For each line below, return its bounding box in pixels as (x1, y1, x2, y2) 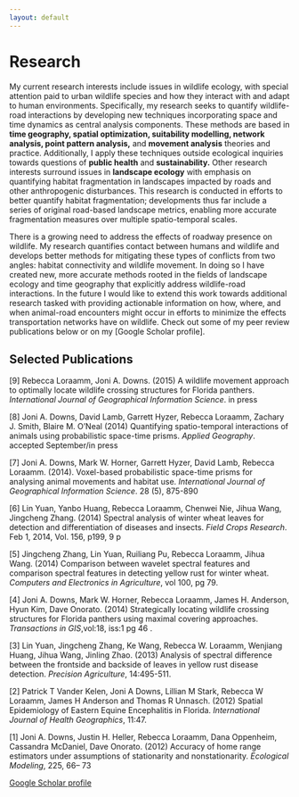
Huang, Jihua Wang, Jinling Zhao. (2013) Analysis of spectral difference (9, 650, 273, 660)
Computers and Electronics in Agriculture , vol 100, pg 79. (9, 577, 219, 588)
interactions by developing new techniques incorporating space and (28, 109, 278, 120)
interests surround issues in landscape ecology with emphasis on (9, 166, 252, 177)
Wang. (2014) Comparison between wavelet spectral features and (9, 559, 251, 569)
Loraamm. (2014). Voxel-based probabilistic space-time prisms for (9, 467, 254, 477)
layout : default (9, 12, 69, 22)
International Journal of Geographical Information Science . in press (9, 394, 258, 405)
